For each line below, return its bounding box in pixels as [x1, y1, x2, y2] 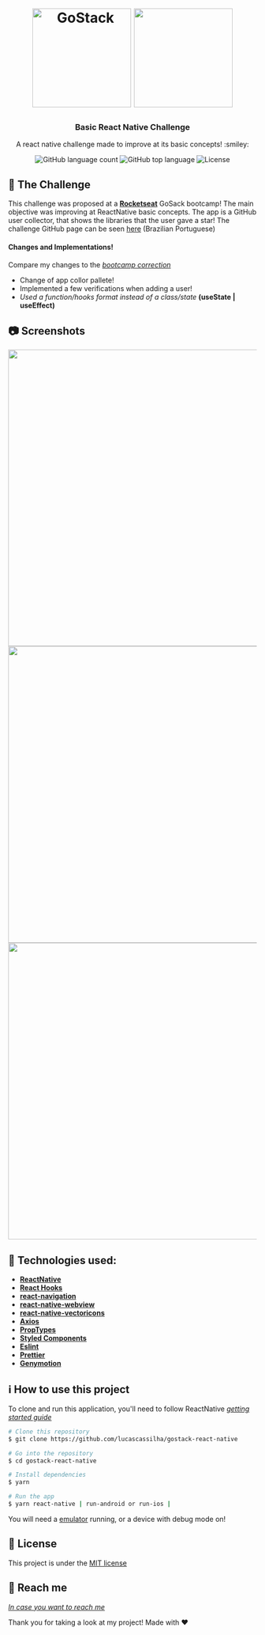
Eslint [19, 1342, 39, 1352]
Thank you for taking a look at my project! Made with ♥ [8, 1618, 189, 1627]
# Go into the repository [8, 1449, 93, 1457]
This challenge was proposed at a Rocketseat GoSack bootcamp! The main [8, 199, 254, 209]
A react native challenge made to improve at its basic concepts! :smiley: [15, 139, 250, 149]
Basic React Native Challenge [74, 122, 191, 133]
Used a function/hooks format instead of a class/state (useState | [19, 292, 236, 301]
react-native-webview [19, 1300, 95, 1309]
